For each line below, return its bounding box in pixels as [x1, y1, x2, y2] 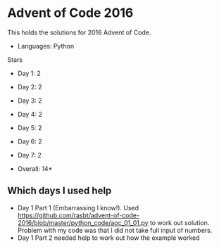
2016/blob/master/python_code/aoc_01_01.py [17, 218, 149, 226]
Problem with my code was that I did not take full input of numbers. [17, 226, 213, 234]
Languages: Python [17, 41, 75, 50]
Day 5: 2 [17, 123, 42, 132]
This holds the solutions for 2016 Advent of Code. [7, 28, 151, 37]
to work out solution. [149, 218, 210, 226]
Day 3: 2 [17, 96, 42, 105]
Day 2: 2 [17, 82, 42, 91]
